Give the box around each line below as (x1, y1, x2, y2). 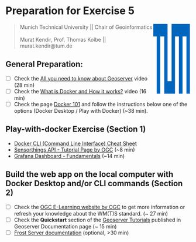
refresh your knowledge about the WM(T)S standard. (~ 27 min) (13, 210, 168, 217)
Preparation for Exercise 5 (5, 4, 135, 18)
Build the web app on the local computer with (5, 169, 174, 180)
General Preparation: (5, 59, 83, 69)
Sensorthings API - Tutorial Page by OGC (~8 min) (13, 146, 135, 153)
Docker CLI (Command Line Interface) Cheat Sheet (13, 140, 137, 147)
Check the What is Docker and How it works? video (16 (13, 88, 147, 95)
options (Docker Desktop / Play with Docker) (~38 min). (13, 107, 149, 114)
